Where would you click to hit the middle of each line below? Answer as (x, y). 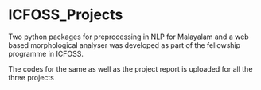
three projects (31, 77)
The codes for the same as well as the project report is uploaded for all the (130, 68)
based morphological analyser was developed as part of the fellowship (125, 45)
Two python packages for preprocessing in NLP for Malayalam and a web (129, 37)
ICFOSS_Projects (66, 15)
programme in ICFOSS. (46, 53)
